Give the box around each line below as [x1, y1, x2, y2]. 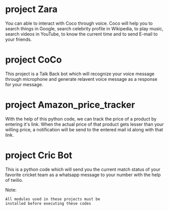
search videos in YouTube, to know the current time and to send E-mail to [5, 31, 158, 37]
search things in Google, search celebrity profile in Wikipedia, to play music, [5, 25, 163, 31]
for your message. [5, 81, 43, 87]
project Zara [5, 4, 58, 15]
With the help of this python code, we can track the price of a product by [5, 116, 157, 122]
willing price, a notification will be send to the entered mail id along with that [5, 126, 163, 132]
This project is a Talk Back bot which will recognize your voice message [5, 71, 155, 77]
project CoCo [5, 54, 62, 66]
